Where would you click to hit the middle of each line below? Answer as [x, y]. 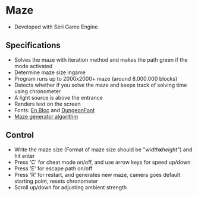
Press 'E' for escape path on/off [53, 168]
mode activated [33, 66]
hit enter [24, 155]
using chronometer [37, 91]
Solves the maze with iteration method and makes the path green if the [101, 59]
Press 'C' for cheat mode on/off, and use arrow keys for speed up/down [102, 162]
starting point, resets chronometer [56, 181]
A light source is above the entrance [59, 97]
